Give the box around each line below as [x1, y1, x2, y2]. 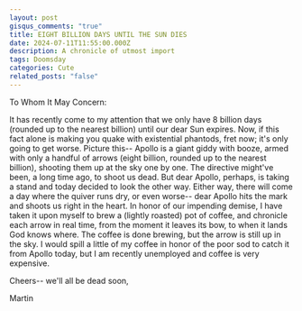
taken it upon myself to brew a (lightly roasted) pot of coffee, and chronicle [9, 209, 288, 221]
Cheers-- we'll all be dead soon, [9, 275, 129, 286]
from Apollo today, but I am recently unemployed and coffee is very [9, 248, 260, 259]
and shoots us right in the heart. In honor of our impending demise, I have [9, 200, 283, 211]
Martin [9, 292, 34, 303]
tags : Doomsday [9, 55, 67, 64]
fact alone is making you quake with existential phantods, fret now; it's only [9, 133, 288, 144]
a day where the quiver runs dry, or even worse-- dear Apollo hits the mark [9, 190, 288, 201]
